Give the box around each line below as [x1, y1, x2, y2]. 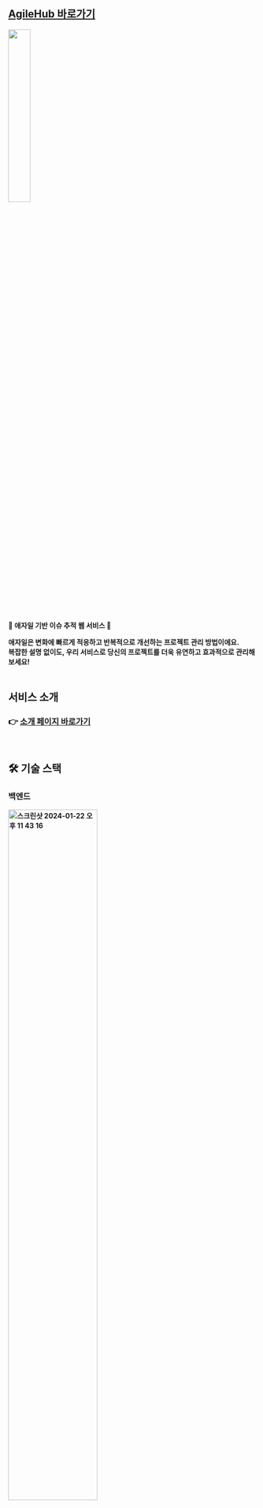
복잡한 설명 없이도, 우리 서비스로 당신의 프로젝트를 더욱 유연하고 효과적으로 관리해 [8, 647, 256, 656]
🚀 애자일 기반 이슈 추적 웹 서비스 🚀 [8, 620, 112, 630]
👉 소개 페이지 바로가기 [8, 716, 91, 727]
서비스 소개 [8, 691, 59, 704]
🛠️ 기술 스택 [8, 762, 61, 775]
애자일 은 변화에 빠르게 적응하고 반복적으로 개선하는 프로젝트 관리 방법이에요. [8, 637, 240, 647]
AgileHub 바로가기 [8, 7, 96, 21]
